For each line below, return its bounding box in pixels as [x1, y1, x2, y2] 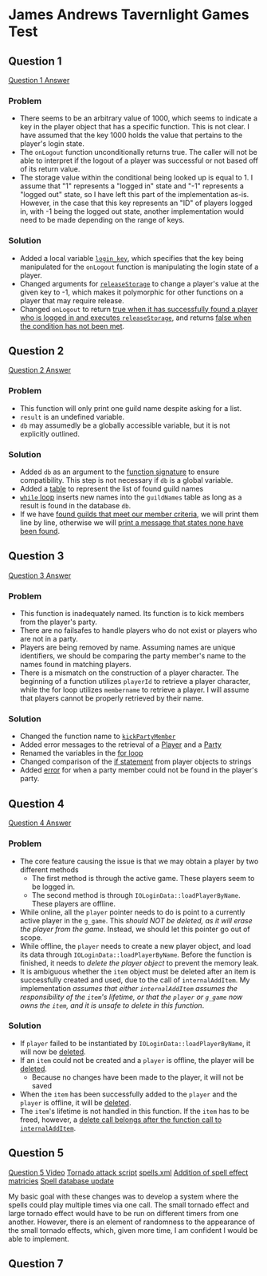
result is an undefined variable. [19, 412, 125, 421]
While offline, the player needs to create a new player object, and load [19, 941, 252, 950]
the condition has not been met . [19, 321, 125, 330]
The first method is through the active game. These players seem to [31, 873, 255, 883]
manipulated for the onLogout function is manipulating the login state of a [19, 262, 259, 271]
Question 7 [8, 1257, 64, 1270]
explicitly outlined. [19, 429, 80, 438]
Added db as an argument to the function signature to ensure [19, 467, 220, 476]
